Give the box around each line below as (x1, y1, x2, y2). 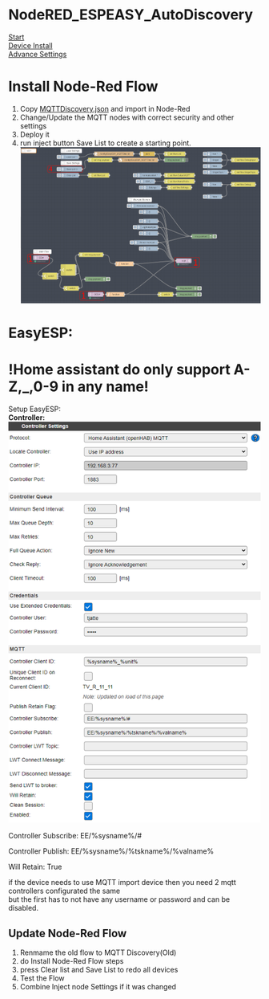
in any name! (61, 377, 150, 396)
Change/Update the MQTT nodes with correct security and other (19, 112, 235, 122)
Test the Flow (19, 973, 66, 983)
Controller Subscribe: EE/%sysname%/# (8, 831, 143, 841)
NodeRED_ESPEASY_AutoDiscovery (8, 6, 254, 24)
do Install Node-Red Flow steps (19, 956, 124, 965)
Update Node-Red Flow (8, 926, 127, 940)
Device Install (8, 40, 54, 50)
